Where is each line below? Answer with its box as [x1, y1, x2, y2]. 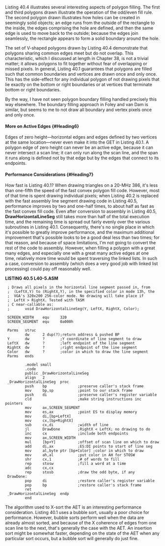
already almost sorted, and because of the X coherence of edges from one [5, 520, 157, 526]
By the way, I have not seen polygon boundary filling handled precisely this [5, 96, 157, 102]
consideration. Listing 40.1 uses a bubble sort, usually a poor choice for [5, 510, 150, 516]
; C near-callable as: [7, 302, 54, 307]
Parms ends [7, 354, 34, 359]
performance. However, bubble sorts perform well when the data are [5, 515, 144, 520]
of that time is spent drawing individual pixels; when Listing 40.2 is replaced [5, 193, 159, 199]
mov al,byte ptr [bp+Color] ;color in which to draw [25, 448, 144, 454]
